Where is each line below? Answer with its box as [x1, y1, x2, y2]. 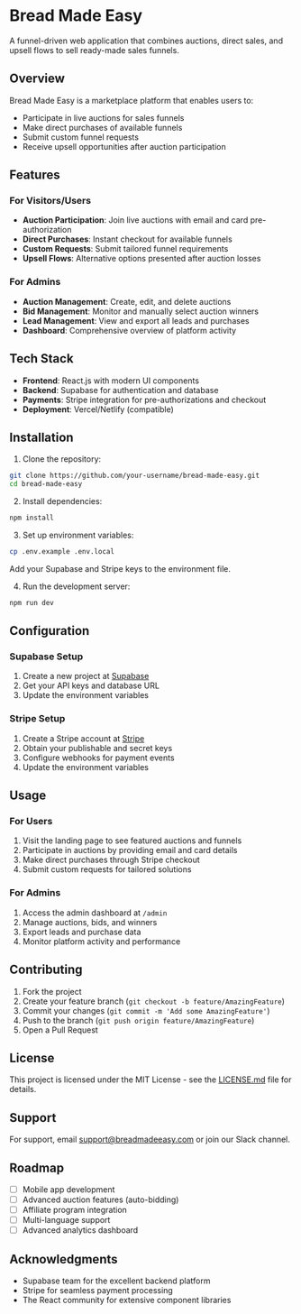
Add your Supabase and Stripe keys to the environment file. [9, 563, 232, 574]
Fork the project [22, 986, 83, 997]
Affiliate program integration [22, 1205, 128, 1216]
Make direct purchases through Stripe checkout [22, 854, 200, 866]
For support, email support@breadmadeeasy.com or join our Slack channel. [9, 1134, 291, 1145]
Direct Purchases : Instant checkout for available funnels [22, 234, 233, 244]
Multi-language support [22, 1215, 111, 1226]
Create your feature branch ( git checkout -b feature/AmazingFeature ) [22, 996, 286, 1006]
